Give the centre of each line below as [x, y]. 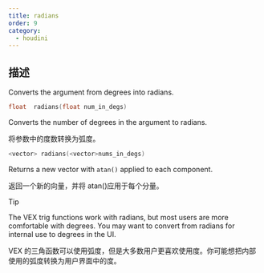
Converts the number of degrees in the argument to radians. [108, 122]
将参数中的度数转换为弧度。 [54, 139]
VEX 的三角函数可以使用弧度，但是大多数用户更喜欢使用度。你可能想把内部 [132, 251]
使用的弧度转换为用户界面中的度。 [65, 260]
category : [25, 30]
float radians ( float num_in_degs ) [68, 107]
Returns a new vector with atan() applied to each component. [111, 169]
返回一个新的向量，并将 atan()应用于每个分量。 [86, 186]
